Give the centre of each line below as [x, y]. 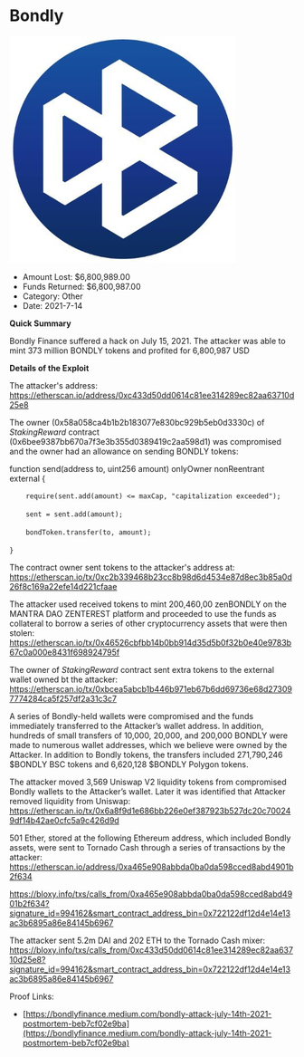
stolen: [22, 633]
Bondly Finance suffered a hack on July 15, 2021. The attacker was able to [148, 341]
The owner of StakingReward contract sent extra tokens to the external [142, 669]
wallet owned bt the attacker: [64, 679]
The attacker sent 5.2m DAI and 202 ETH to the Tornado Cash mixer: [138, 940]
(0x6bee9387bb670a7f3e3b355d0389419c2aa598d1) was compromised [146, 441]
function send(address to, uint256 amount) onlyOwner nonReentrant [137, 468]
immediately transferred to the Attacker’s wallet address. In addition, [137, 725]
